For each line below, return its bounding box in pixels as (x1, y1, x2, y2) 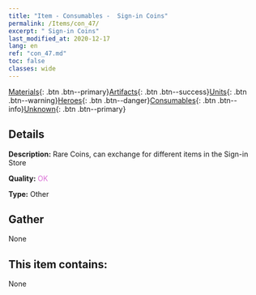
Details (8, 127, 45, 142)
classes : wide (8, 65, 57, 73)
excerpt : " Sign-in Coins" (8, 27, 100, 35)
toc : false (8, 58, 45, 66)
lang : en (8, 42, 38, 50)
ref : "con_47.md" (8, 49, 67, 58)
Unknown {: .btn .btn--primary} (23, 104, 126, 113)
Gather (8, 212, 45, 226)
